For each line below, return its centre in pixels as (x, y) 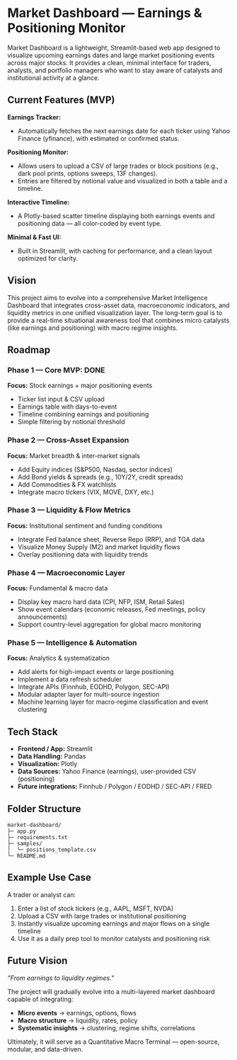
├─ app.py (22, 831)
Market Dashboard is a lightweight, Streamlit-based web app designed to (114, 47)
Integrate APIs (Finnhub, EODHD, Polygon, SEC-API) (93, 687)
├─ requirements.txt (38, 838)
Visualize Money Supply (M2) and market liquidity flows (99, 547)
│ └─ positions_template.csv (52, 850)
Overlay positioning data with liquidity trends (83, 554)
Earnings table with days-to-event (67, 407)
